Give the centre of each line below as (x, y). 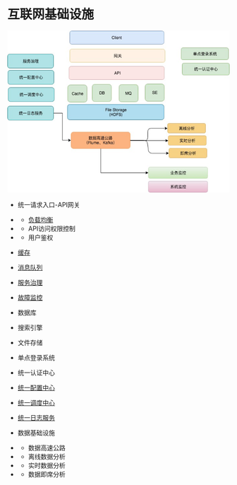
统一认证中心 (36, 373)
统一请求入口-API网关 (49, 204)
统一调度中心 (36, 402)
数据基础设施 (36, 433)
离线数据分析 (47, 456)
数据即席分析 (47, 474)
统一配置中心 (36, 387)
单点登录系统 (36, 357)
